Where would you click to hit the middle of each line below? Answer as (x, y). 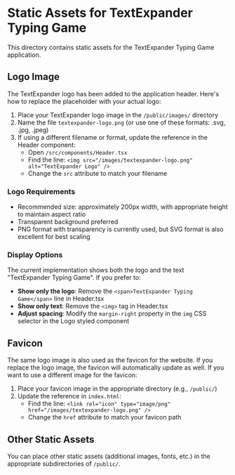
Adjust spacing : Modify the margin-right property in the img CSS (112, 313)
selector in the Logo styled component (73, 321)
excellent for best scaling (54, 237)
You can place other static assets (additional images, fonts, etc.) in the (109, 456)
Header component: (46, 145)
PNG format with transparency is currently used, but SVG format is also (120, 229)
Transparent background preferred (68, 222)
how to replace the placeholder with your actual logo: (84, 101)
